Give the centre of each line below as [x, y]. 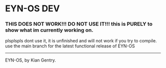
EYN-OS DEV [33, 9]
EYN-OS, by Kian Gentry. [30, 60]
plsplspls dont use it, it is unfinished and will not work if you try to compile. [81, 41]
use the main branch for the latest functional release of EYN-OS [70, 46]
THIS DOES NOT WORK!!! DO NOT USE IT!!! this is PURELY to [79, 24]
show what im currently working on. [49, 30]
